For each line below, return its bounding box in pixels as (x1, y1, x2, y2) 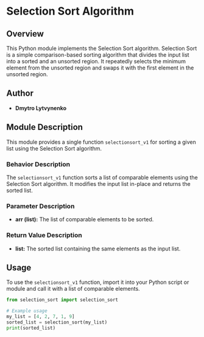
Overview (6, 29, 44, 39)
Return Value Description (6, 231, 82, 239)
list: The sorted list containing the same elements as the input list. (15, 245, 181, 252)
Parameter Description (6, 202, 75, 210)
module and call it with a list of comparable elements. (6, 285, 140, 293)
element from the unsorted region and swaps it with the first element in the (6, 64, 194, 71)
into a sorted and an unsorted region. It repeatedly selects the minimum (6, 58, 186, 65)
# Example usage (6, 308, 47, 314)
